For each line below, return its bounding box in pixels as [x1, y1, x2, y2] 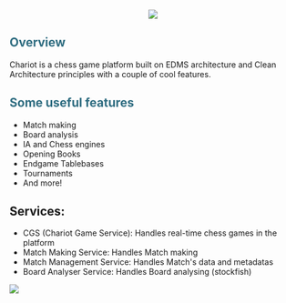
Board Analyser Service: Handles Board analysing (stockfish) [22, 267, 252, 278]
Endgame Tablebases [22, 157, 105, 168]
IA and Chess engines [22, 138, 106, 149]
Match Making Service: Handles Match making [22, 247, 199, 258]
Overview [9, 35, 66, 50]
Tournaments [22, 167, 73, 178]
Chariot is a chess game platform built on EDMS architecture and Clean [9, 59, 277, 70]
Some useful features [9, 96, 135, 111]
